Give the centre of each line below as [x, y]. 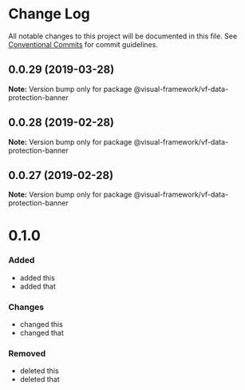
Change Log [49, 14]
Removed [27, 354]
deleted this [39, 371]
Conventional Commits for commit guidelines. [83, 44]
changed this [41, 324]
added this [38, 277]
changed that [41, 333]
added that [38, 286]
